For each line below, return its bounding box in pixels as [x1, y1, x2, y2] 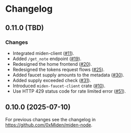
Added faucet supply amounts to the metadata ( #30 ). [12, 72, 124, 78]
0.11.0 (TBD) [5, 23, 44, 32]
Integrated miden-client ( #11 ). [12, 50, 75, 56]
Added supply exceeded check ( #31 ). [12, 77, 91, 83]
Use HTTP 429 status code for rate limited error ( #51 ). [12, 88, 126, 94]
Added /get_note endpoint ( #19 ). [12, 56, 82, 62]
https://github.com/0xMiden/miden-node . [5, 122, 93, 128]
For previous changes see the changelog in [5, 116, 96, 122]
